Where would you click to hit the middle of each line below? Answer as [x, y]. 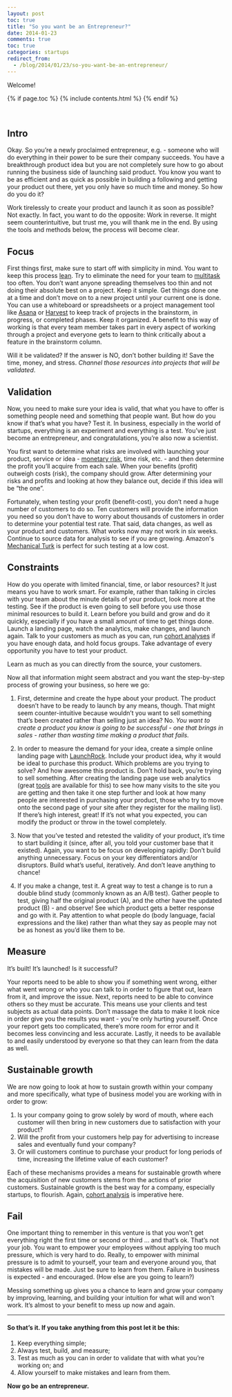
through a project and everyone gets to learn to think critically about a [106, 335]
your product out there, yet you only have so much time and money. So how [115, 187]
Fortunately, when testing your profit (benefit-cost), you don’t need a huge [113, 502]
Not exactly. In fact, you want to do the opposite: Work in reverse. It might [112, 215]
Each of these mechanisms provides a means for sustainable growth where [114, 1172]
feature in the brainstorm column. [55, 342]
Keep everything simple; [52, 1343]
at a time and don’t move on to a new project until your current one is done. [114, 298]
